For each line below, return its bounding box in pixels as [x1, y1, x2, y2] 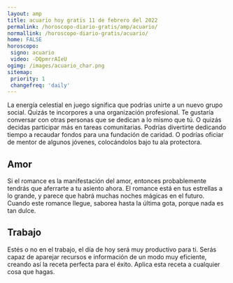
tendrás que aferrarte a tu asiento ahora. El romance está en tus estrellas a [7, 184, 223, 193]
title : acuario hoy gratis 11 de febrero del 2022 [7, 17, 158, 24]
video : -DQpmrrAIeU [10, 56, 68, 63]
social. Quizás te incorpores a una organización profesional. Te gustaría [7, 108, 214, 117]
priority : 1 [10, 75, 45, 82]
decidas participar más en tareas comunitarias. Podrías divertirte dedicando [7, 123, 227, 131]
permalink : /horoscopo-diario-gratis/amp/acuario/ [7, 23, 158, 30]
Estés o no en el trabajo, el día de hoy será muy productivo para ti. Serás [7, 245, 217, 254]
